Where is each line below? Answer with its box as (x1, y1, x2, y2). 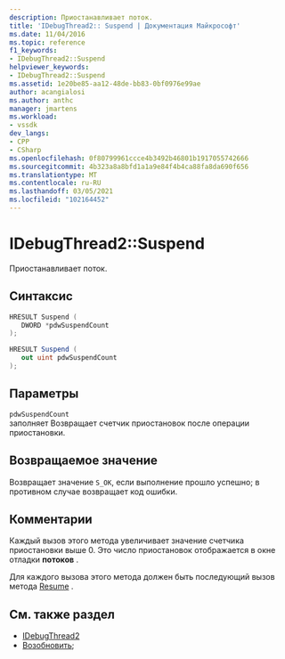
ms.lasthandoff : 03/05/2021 (9, 187, 114, 196)
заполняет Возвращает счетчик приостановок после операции (9, 418, 250, 428)
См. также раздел (9, 606, 116, 622)
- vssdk (9, 121, 38, 130)
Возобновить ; (21, 640, 75, 651)
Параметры (9, 386, 79, 402)
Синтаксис (9, 289, 73, 304)
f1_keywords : (9, 46, 58, 55)
